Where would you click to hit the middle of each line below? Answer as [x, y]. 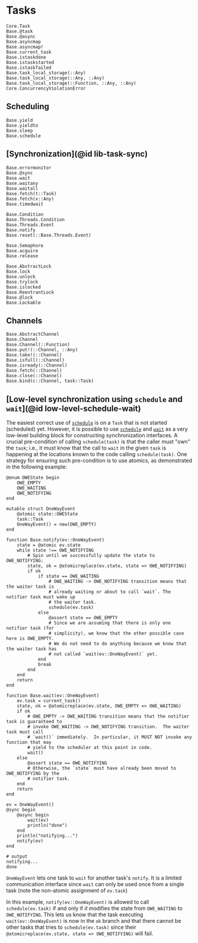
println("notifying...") [47, 836]
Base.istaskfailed [29, 68]
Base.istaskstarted [30, 62]
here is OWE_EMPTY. [30, 639]
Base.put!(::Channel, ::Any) [42, 350]
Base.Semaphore [25, 246]
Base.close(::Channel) [34, 376]
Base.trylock [22, 282]
